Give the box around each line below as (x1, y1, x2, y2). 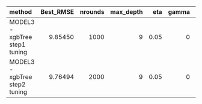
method (9, 8, 32, 16)
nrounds (79, 8, 105, 16)
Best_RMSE (40, 8, 74, 16)
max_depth (110, 8, 143, 16)
